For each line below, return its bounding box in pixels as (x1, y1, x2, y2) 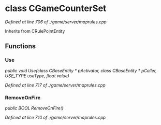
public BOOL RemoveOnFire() (5, 105, 64, 111)
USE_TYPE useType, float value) (5, 73, 69, 79)
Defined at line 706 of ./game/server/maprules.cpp (5, 19, 107, 25)
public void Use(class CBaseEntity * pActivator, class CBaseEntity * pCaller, (5, 68, 157, 73)
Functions (5, 42, 36, 51)
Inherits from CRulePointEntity (5, 28, 65, 34)
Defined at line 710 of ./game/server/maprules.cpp (5, 114, 106, 120)
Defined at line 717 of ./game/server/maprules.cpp (5, 82, 105, 88)
